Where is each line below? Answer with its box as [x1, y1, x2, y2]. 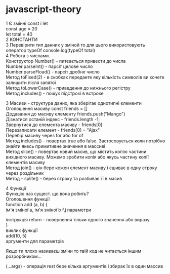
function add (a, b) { [6, 201, 48, 207]
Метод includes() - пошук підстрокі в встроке [6, 90, 104, 96]
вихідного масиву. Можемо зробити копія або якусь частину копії [6, 153, 149, 160]
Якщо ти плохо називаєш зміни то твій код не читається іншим [6, 248, 142, 254]
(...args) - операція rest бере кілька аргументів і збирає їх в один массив [6, 263, 163, 269]
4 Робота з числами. [6, 52, 50, 59]
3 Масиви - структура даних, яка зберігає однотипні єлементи [6, 100, 142, 106]
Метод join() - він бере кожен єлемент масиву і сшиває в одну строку [6, 165, 157, 171]
